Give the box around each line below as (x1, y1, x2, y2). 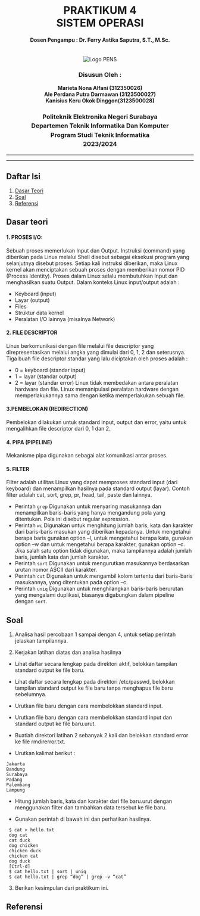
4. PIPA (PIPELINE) (6, 438, 52, 445)
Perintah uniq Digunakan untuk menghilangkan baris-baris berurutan (14, 585, 183, 593)
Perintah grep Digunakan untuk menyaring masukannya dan (14, 503, 162, 510)
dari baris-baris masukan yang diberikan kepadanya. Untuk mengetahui (14, 528, 191, 535)
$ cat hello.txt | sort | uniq (8, 869, 86, 875)
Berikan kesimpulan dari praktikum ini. (14, 884, 109, 892)
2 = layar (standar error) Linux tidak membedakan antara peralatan (14, 379, 179, 386)
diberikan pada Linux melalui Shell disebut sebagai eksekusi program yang (6, 253, 189, 260)
